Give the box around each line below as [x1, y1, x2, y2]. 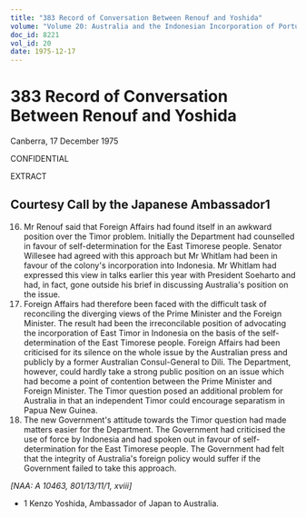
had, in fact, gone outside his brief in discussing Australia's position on [23, 279, 289, 290]
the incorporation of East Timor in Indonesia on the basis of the [23, 327, 261, 338]
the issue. [23, 288, 61, 300]
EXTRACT [10, 171, 47, 182]
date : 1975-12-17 [10, 47, 76, 56]
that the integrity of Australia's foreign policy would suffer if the [23, 453, 262, 463]
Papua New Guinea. [23, 404, 98, 415]
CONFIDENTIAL [10, 154, 69, 164]
